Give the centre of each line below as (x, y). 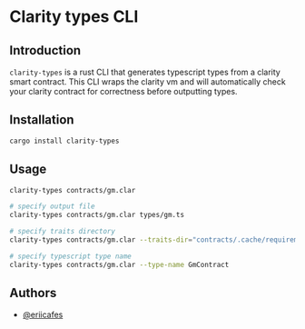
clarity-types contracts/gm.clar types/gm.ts (97, 215)
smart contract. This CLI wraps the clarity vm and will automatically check (148, 82)
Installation (42, 120)
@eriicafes (43, 314)
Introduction (45, 50)
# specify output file (52, 206)
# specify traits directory (63, 232)
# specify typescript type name (70, 256)
